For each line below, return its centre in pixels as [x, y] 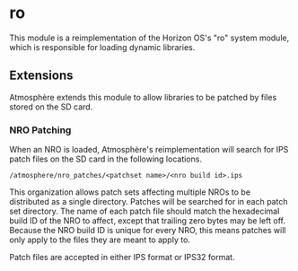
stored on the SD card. [51, 107]
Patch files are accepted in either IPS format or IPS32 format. [122, 258]
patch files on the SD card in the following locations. [105, 159]
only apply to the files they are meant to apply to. [100, 240]
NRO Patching [40, 130]
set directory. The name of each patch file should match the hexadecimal [145, 211]
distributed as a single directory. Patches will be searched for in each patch [149, 202]
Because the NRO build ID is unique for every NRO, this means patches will [148, 231]
